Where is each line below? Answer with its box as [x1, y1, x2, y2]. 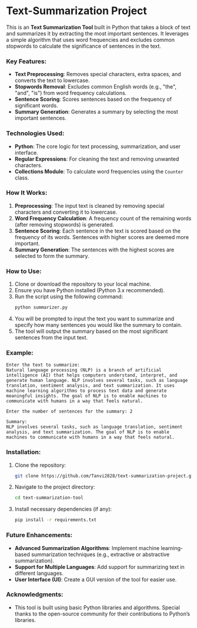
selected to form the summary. [14, 252, 89, 259]
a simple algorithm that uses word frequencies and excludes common [6, 36, 175, 43]
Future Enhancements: [6, 531, 73, 539]
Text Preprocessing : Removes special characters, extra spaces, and [14, 71, 181, 78]
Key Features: [6, 57, 47, 66]
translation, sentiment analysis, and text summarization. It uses [6, 382, 175, 389]
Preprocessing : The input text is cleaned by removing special [14, 202, 165, 209]
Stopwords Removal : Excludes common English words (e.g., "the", [14, 83, 177, 90]
